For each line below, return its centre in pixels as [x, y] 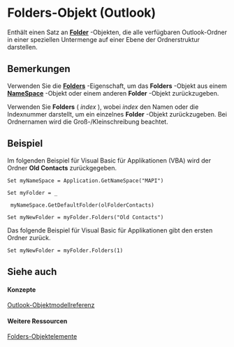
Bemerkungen [39, 69]
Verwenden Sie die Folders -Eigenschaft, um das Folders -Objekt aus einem [117, 86]
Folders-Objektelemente [42, 337]
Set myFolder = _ [32, 193]
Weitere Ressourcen [37, 321]
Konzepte [22, 289]
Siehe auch [32, 271]
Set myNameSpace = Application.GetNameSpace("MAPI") [86, 180]
